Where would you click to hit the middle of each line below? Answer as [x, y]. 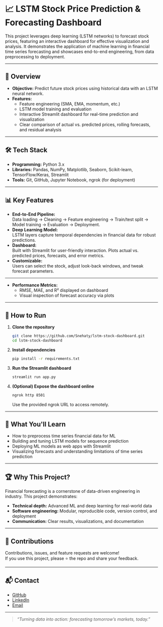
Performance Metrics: [35, 285]
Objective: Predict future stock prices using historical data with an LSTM [85, 88]
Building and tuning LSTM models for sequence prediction [70, 441]
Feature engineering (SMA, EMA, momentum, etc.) [70, 104]
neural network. [28, 93]
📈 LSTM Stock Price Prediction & [73, 9]
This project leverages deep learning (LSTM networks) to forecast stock [77, 36]
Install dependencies [34, 350]
